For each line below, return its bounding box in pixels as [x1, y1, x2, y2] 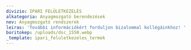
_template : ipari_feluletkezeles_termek [6, 35, 106, 41]
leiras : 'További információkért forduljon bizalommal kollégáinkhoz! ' [6, 24, 186, 30]
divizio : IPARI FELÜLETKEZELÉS [6, 8, 82, 14]
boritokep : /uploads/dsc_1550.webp [6, 30, 93, 36]
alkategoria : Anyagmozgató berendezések [6, 14, 106, 20]
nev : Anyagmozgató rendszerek [6, 19, 80, 25]
